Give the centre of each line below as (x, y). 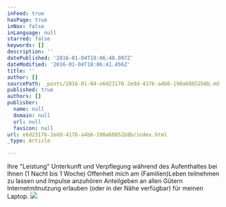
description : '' (30, 52)
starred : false (29, 39)
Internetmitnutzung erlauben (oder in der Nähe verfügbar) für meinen (105, 188)
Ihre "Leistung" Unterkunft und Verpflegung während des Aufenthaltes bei (112, 167)
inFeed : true (26, 13)
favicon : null (33, 128)
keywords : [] (26, 45)
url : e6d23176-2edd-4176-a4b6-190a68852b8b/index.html (87, 134)
